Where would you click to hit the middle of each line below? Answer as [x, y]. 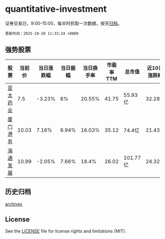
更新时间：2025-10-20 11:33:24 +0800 [42, 33]
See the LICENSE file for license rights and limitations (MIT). [66, 231]
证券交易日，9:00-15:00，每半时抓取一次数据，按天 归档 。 [64, 23]
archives [14, 204]
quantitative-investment [56, 9]
